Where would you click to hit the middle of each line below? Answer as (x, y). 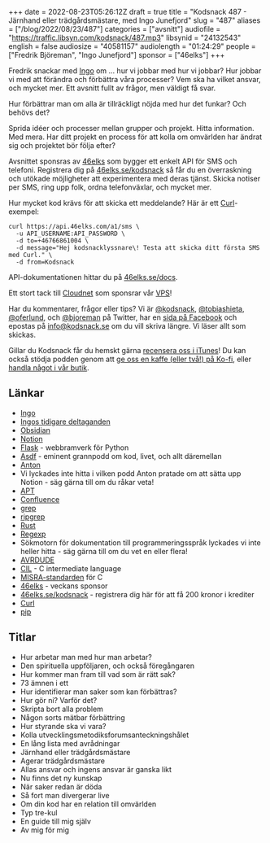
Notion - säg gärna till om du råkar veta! (87, 482)
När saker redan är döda (61, 786)
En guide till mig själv (56, 821)
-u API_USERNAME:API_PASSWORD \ (71, 234)
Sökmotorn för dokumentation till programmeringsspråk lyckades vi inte (141, 542)
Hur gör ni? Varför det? (59, 700)
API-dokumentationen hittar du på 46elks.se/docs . (93, 277)
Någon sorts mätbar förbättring (72, 717)
